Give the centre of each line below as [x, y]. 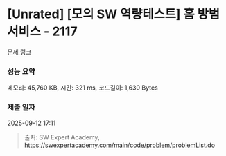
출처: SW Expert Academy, [62, 137]
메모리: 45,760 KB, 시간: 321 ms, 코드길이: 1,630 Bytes [82, 88]
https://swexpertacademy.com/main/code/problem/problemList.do [120, 145]
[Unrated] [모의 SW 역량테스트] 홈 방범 [114, 14]
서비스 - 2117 [42, 31]
